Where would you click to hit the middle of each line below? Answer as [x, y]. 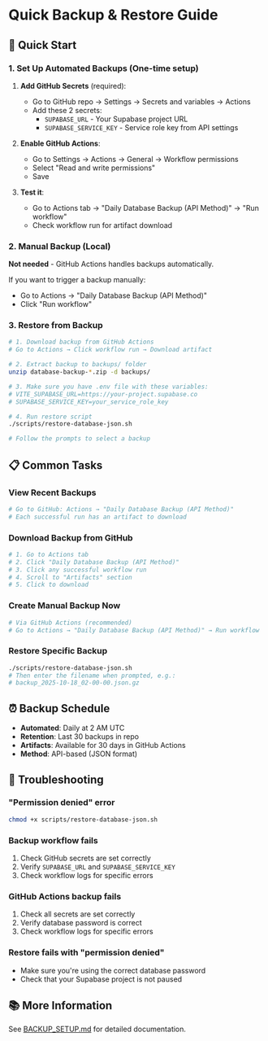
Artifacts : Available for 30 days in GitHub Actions [103, 746]
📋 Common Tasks [56, 465]
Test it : [32, 192]
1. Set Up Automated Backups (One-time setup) [104, 68]
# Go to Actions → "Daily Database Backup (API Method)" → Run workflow [134, 630]
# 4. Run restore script [50, 417]
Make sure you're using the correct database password [113, 970]
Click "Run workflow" [56, 304]
